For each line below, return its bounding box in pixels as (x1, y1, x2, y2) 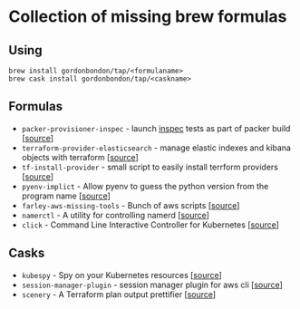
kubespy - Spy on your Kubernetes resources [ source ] (21, 269, 223, 280)
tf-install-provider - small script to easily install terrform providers (21, 161, 278, 172)
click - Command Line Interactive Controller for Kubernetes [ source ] (21, 219, 280, 230)
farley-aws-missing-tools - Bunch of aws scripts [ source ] (21, 199, 240, 210)
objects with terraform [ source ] (21, 151, 140, 162)
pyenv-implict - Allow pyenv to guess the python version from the (21, 180, 269, 191)
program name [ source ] (21, 190, 111, 201)
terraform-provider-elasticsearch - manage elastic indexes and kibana (21, 142, 292, 153)
